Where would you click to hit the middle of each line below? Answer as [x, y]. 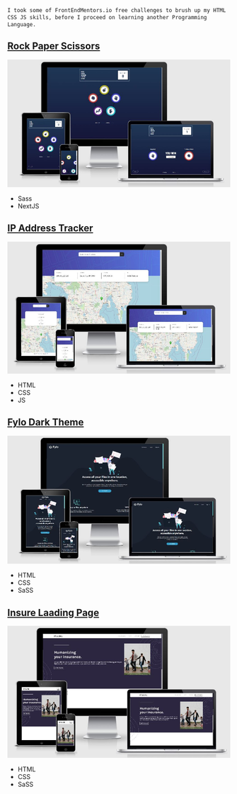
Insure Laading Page [53, 613]
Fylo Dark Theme [46, 422]
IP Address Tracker [50, 229]
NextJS [28, 206]
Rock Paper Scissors [54, 46]
